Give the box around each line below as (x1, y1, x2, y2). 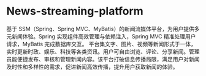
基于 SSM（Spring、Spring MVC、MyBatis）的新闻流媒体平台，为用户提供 (6, 25, 194, 32)
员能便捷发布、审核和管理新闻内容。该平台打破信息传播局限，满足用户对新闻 (6, 55, 200, 63)
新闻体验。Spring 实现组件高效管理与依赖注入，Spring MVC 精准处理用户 (11, 32, 196, 40)
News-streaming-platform (6, 4, 144, 18)
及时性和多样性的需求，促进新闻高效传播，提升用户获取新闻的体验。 (6, 63, 178, 71)
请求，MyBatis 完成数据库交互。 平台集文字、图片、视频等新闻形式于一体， (6, 40, 196, 47)
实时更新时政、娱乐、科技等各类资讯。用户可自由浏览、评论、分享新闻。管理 (6, 47, 200, 55)
